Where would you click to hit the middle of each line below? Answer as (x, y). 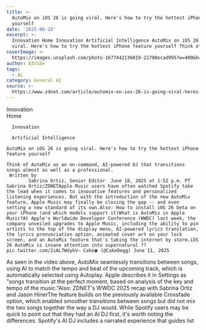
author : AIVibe (26, 63)
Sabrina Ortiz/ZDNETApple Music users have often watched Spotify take (100, 186)
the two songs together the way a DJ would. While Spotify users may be (97, 307)
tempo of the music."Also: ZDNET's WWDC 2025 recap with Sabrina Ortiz (99, 288)
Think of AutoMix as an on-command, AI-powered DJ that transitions (96, 164)
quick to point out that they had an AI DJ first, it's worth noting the (90, 314)
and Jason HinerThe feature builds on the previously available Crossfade (98, 294)
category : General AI (34, 80)
